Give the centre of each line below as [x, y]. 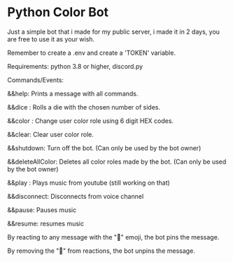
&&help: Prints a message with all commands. [73, 93]
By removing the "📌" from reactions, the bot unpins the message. [101, 251]
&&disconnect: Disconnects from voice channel [76, 196]
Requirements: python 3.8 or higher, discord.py [75, 66]
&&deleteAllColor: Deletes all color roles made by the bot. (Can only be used [117, 162]
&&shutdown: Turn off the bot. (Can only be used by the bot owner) [104, 148]
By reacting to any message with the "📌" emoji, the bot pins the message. [113, 237]
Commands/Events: [36, 80]
